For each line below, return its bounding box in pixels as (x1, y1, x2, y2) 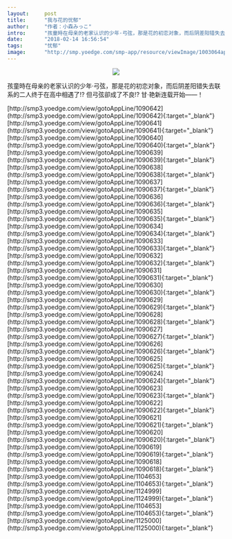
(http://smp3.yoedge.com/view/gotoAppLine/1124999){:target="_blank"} (7, 494, 214, 502)
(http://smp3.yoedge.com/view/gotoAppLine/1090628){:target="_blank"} (7, 317, 215, 326)
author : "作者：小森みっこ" (7, 23, 92, 30)
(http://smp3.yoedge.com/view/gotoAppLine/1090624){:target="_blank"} (7, 376, 215, 385)
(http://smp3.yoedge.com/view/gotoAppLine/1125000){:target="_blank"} (7, 524, 214, 532)
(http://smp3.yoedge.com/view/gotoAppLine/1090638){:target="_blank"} (7, 170, 215, 179)
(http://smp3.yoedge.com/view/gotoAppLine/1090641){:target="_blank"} (7, 126, 214, 134)
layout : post (7, 10, 57, 17)
